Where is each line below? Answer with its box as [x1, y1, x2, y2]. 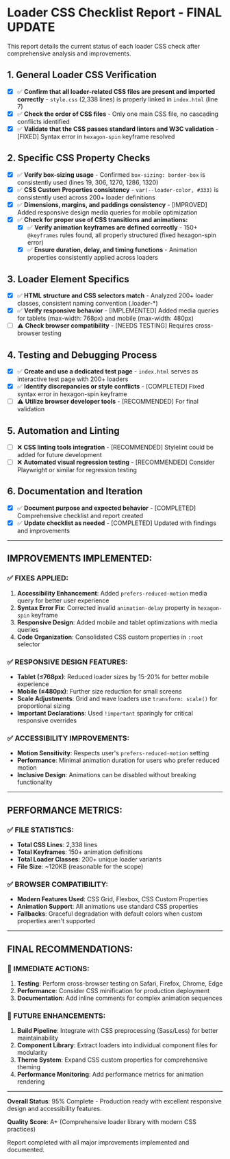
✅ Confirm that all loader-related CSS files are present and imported [16, 87, 216, 95]
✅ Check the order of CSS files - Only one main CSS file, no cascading [16, 110, 219, 118]
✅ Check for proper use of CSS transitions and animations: [16, 215, 188, 223]
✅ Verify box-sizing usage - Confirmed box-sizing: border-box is [16, 170, 205, 179]
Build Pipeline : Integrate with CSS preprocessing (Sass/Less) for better [16, 1027, 218, 1035]
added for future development [16, 451, 103, 459]
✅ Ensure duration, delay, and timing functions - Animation [27, 245, 198, 254]
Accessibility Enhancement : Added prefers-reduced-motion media [16, 589, 207, 597]
